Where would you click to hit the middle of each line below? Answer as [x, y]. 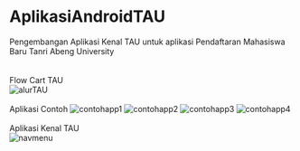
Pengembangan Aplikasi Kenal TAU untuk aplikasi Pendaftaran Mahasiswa [148, 42]
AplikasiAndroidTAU [87, 17]
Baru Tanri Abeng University [62, 51]
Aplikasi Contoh [39, 109]
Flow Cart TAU [36, 80]
